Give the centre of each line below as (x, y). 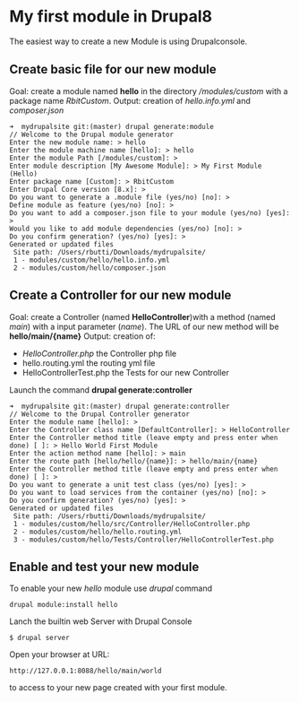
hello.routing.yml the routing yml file (89, 363)
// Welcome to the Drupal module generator (92, 134)
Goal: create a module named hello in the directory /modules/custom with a (149, 91)
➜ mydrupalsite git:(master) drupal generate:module (112, 126)
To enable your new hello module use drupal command (111, 588)
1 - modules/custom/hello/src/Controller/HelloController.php (132, 524)
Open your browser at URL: (60, 654)
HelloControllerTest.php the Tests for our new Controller (126, 372)
